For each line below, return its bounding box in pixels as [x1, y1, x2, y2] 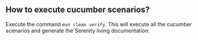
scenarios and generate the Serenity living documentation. [5, 27, 150, 34]
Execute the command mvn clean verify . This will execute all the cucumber [5, 20, 192, 27]
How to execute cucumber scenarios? [5, 5, 150, 15]
